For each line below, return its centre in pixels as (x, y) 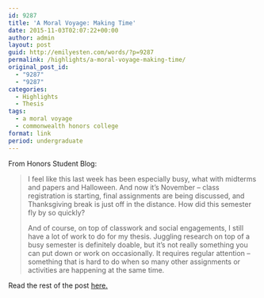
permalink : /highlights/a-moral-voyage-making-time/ (97, 60)
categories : (28, 89)
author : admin (32, 38)
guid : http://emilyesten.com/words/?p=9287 (81, 52)
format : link (30, 133)
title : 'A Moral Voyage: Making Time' (72, 23)
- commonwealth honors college (67, 126)
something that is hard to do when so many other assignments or (134, 262)
